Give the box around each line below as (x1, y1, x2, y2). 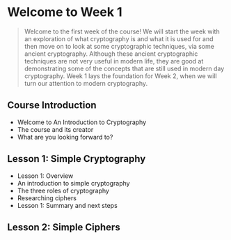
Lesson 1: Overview (17, 172, 74, 180)
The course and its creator (17, 125, 94, 133)
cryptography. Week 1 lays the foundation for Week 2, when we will (24, 71, 217, 80)
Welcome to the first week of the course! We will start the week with (24, 27, 221, 36)
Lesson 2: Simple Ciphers (7, 221, 120, 233)
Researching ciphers (17, 193, 77, 202)
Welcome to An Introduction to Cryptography (17, 118, 147, 126)
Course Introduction (7, 99, 97, 112)
